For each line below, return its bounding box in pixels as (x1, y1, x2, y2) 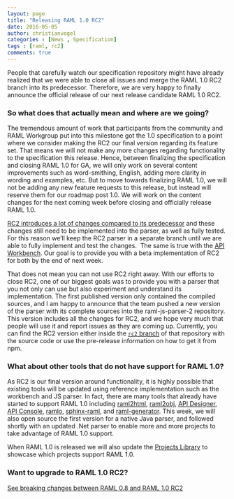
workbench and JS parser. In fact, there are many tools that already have (7, 392, 217, 400)
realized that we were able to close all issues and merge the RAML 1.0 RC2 (7, 75, 222, 84)
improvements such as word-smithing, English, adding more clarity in (7, 168, 207, 177)
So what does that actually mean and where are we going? (7, 108, 210, 117)
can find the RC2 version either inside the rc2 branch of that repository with (7, 329, 225, 338)
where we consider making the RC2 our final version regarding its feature (7, 139, 219, 147)
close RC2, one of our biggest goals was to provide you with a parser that (7, 277, 219, 286)
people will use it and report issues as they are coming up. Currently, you (7, 322, 218, 331)
